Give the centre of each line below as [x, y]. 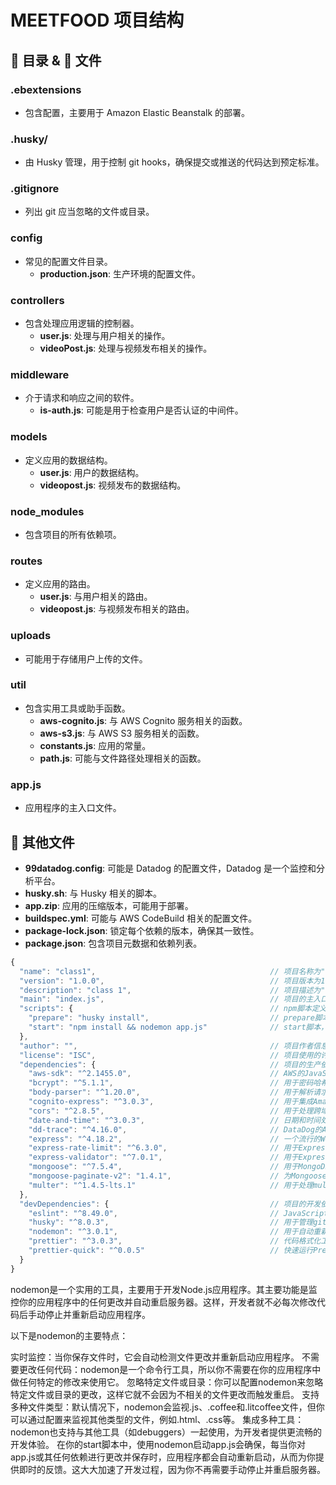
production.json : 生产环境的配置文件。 [120, 273]
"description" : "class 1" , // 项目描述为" [172, 990]
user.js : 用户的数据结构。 [92, 472]
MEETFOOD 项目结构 [97, 20]
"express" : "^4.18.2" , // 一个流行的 [175, 1139]
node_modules [47, 511]
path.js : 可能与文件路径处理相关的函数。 [123, 758]
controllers [37, 300]
